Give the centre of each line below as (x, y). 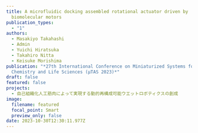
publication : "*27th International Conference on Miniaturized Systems (96, 66)
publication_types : (30, 22)
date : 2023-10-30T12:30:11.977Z (46, 121)
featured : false (26, 83)
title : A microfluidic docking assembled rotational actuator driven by (97, 11)
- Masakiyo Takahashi (38, 39)
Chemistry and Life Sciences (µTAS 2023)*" (65, 72)
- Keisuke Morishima (37, 61)
